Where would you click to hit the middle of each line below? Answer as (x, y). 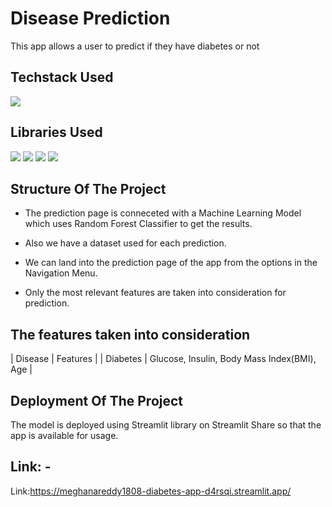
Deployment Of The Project (97, 400)
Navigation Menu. (61, 273)
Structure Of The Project (88, 188)
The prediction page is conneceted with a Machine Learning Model (163, 213)
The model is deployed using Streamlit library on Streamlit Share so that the (166, 425)
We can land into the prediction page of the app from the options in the (171, 263)
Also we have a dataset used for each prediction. (125, 243)
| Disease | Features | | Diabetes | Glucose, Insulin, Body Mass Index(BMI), (163, 359)
